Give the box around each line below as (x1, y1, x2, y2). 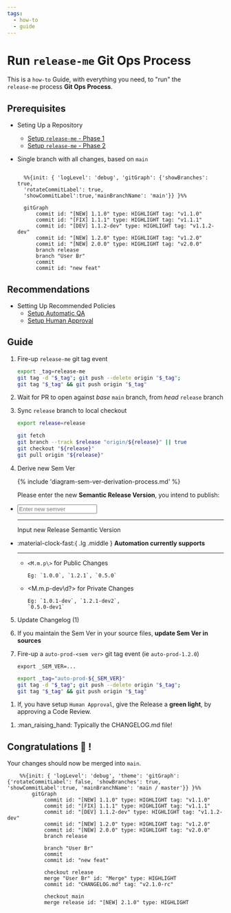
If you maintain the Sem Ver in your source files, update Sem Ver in (16, 628, 208, 637)
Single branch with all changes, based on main (16, 155, 148, 163)
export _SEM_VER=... (16, 663, 76, 670)
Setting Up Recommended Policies (16, 301, 115, 310)
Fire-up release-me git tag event (16, 354, 108, 362)
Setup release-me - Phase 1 (27, 134, 105, 143)
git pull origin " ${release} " (16, 451, 104, 458)
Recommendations (7, 283, 90, 295)
